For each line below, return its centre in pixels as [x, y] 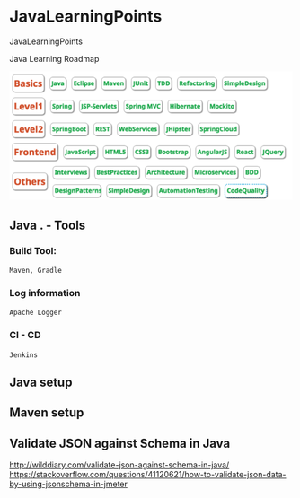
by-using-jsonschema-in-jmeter [69, 484]
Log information [45, 293]
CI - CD [26, 336]
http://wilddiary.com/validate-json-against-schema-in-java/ [119, 465]
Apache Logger [36, 313]
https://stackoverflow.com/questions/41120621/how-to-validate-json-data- [148, 475]
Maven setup [47, 413]
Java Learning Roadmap [54, 58]
